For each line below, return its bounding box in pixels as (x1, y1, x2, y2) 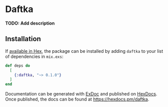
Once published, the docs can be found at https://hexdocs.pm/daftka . (5, 96, 149, 102)
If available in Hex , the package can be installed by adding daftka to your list (5, 48, 163, 54)
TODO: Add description (5, 20, 55, 26)
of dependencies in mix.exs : (5, 53, 64, 59)
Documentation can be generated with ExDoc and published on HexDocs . (5, 91, 157, 97)
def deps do (5, 63, 30, 68)
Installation (5, 35, 41, 43)
